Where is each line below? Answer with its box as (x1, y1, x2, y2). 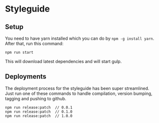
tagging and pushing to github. (5, 95, 66, 101)
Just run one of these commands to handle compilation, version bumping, (5, 91, 153, 96)
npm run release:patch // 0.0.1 (5, 105, 73, 110)
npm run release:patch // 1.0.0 (5, 113, 73, 118)
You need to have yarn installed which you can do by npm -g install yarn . (5, 35, 154, 41)
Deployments (5, 73, 47, 81)
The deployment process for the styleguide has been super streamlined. (5, 85, 149, 91)
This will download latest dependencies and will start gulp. (5, 59, 122, 64)
